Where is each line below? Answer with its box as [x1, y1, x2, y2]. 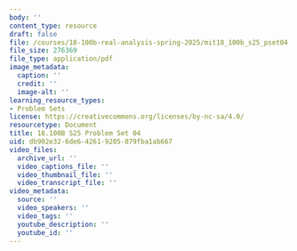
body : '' [9, 12, 42, 22]
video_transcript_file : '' [17, 179, 117, 188]
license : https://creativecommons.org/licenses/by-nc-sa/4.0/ [9, 112, 245, 121]
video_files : [9, 145, 58, 154]
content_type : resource [9, 21, 98, 30]
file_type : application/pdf [9, 54, 114, 63]
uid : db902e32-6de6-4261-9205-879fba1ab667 [9, 137, 173, 146]
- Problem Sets [9, 104, 66, 113]
